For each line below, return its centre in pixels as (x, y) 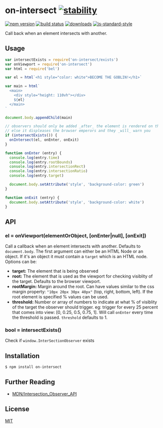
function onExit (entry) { (32, 198)
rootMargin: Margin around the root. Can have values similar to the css (83, 287)
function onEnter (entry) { (33, 153)
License (17, 409)
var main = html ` (23, 86)
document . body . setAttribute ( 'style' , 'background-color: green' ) (77, 184)
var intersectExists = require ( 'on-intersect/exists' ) (62, 60)
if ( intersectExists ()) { (31, 135)
